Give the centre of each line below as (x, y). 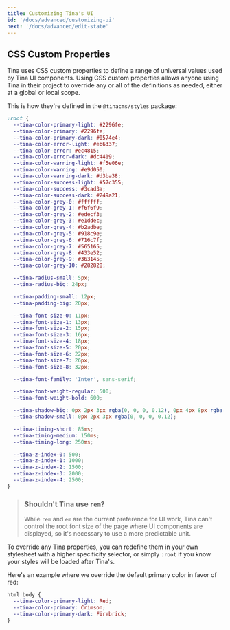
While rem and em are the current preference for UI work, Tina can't (118, 519)
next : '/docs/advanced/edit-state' (58, 26)
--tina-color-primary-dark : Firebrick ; (70, 614)
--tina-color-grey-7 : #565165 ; (58, 246)
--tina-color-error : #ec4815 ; (56, 151)
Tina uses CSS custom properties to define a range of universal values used (115, 71)
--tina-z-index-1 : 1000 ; (49, 461)
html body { (24, 595)
